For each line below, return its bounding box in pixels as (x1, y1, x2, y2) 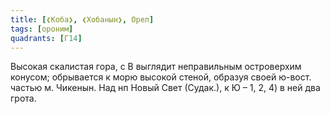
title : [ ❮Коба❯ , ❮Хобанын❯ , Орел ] (10, 14, 155, 25)
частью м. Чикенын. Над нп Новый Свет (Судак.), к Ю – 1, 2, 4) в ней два (10, 82, 321, 94)
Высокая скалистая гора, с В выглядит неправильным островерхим (10, 61, 302, 73)
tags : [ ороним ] (10, 24, 74, 34)
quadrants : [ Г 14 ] (10, 33, 83, 43)
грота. (10, 92, 37, 105)
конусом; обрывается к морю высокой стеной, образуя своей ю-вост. (10, 71, 312, 83)
